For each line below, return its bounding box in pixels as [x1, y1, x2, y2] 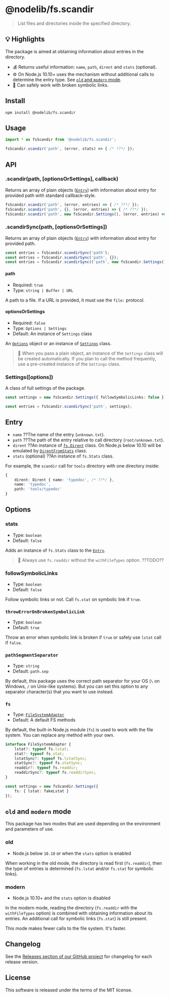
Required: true [12, 282, 44, 288]
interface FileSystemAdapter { [5, 741, 71, 747]
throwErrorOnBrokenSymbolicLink [5, 609, 85, 614]
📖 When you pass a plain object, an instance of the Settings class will [17, 350, 163, 356]
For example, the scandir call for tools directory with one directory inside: [5, 463, 160, 469]
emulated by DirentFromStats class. [12, 447, 88, 453]
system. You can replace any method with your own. [5, 732, 115, 738]
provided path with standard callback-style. [5, 192, 96, 198]
